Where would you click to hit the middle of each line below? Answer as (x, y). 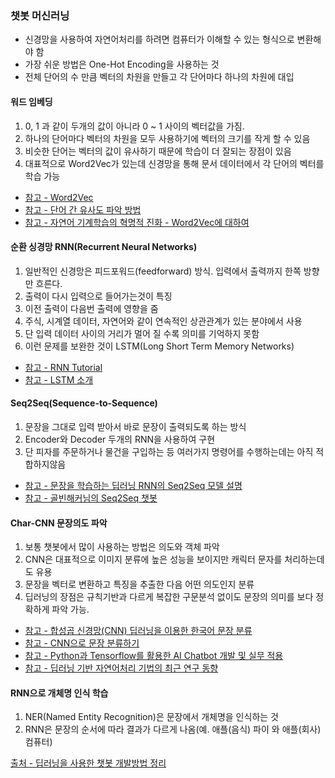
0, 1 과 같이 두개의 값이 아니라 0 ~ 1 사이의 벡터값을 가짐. (134, 126)
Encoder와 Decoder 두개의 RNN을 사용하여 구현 (120, 439)
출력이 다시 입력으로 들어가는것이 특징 (98, 296)
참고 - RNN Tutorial (63, 367)
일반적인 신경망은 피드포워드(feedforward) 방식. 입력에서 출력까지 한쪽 (163, 271)
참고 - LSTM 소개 (59, 379)
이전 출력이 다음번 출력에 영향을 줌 (91, 308)
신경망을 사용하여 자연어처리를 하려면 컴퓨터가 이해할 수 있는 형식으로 (159, 39)
